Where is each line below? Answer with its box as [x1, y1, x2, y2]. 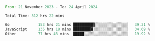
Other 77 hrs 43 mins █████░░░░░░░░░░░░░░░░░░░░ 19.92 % [5, 31, 151, 36]
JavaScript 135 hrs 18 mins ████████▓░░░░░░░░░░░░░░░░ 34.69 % [5, 27, 151, 32]
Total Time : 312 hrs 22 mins [5, 13, 65, 18]
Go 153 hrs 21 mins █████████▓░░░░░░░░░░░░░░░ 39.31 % [5, 22, 151, 27]
